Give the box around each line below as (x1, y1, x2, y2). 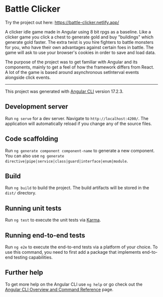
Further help (5, 268, 44, 277)
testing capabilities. (14, 254, 53, 260)
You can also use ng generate (5, 153, 65, 158)
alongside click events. (5, 74, 51, 80)
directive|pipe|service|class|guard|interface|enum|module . (5, 158, 128, 164)
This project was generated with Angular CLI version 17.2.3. (5, 88, 124, 94)
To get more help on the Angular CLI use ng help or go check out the (5, 281, 143, 287)
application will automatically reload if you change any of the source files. (5, 121, 152, 126)
